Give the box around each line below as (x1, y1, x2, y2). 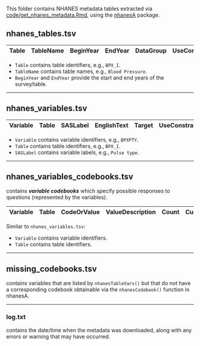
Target (134, 121, 154, 129)
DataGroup (135, 46, 167, 54)
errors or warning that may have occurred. (6, 333, 111, 340)
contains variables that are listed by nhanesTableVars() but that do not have (6, 280, 191, 287)
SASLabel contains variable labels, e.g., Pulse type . (14, 149, 139, 156)
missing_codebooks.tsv (6, 264, 97, 274)
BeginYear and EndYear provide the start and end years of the (14, 74, 164, 81)
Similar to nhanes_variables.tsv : (6, 223, 86, 230)
